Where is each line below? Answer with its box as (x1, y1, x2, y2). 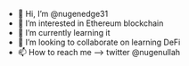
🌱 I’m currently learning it (17, 28, 111, 37)
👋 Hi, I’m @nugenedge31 (17, 9, 109, 19)
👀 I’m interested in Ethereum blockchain (17, 18, 164, 29)
